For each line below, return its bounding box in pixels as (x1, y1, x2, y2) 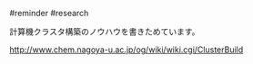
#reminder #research (9, 8, 89, 18)
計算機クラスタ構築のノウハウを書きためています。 (9, 26, 200, 37)
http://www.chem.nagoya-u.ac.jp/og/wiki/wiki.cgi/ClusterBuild (9, 44, 244, 55)
